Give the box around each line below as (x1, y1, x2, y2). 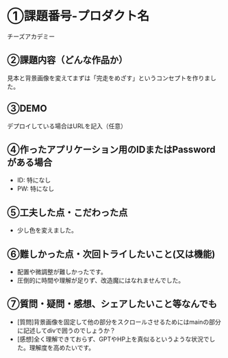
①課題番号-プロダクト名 (7, 8, 150, 24)
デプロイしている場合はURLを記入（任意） (7, 121, 127, 130)
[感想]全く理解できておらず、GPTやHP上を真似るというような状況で (16, 335, 210, 343)
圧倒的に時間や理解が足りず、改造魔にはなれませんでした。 (16, 276, 185, 284)
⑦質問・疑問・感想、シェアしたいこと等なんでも (7, 298, 218, 310)
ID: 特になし (16, 176, 51, 184)
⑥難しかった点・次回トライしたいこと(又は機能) (7, 248, 216, 260)
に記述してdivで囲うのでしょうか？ (16, 326, 116, 335)
